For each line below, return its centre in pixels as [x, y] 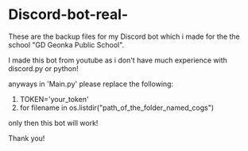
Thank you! [27, 138]
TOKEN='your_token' [54, 99]
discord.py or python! [44, 68]
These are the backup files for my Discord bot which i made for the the [124, 36]
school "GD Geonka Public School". [66, 44]
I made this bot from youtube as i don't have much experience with [118, 60]
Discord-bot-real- [68, 15]
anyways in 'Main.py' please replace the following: [91, 84]
